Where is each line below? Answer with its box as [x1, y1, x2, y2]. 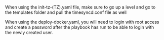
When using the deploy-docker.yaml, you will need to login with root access [5, 19, 160, 25]
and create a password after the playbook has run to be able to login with [5, 24, 154, 30]
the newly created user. [5, 30, 53, 35]
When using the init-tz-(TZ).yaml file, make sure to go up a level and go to [5, 4, 156, 10]
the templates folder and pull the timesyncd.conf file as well [5, 9, 127, 15]
